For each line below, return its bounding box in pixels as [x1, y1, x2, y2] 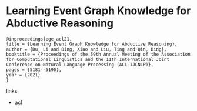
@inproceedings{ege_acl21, [6, 36, 72, 42]
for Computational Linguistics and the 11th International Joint [6, 56, 169, 62]
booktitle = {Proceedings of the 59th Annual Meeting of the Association [6, 51, 191, 57]
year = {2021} [6, 72, 41, 78]
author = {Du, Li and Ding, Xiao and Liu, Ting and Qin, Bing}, [6, 46, 167, 52]
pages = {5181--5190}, [6, 66, 62, 73]
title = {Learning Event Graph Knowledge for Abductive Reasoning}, [6, 41, 178, 47]
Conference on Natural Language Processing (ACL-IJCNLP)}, [6, 62, 154, 68]
